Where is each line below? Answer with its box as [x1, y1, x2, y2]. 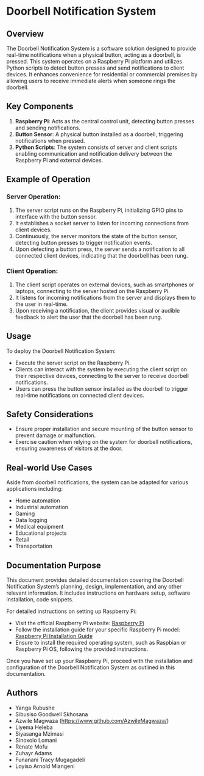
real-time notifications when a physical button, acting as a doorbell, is [6, 51, 181, 59]
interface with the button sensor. [15, 212, 97, 220]
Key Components [6, 101, 74, 112]
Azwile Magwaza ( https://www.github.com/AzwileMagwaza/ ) [15, 717, 169, 724]
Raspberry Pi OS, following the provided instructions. [15, 645, 149, 653]
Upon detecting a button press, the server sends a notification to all [15, 245, 185, 253]
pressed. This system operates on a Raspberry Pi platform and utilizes [6, 58, 183, 65]
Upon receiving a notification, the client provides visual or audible [15, 306, 180, 314]
